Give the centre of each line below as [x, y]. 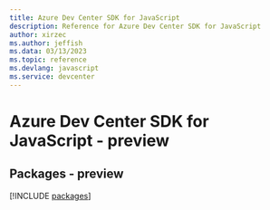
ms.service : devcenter [52, 77]
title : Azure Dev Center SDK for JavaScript [95, 18]
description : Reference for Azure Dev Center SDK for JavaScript [135, 26]
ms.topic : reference [48, 60]
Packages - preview [67, 174]
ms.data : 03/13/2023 [48, 52]
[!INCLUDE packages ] [50, 196]
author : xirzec [38, 34]
